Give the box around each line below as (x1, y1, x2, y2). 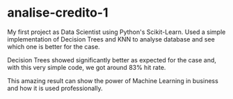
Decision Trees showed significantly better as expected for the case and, (7, 55, 217, 64)
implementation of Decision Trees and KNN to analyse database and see (7, 35, 216, 43)
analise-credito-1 (7, 5, 109, 21)
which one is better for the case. (7, 42, 100, 51)
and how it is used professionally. (7, 84, 103, 92)
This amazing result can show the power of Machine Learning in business (7, 76, 219, 84)
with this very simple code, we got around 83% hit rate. (7, 63, 166, 71)
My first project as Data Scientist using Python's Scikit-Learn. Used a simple (7, 28, 226, 36)
